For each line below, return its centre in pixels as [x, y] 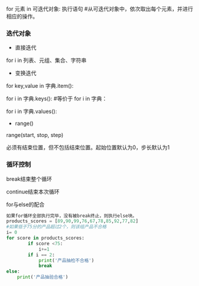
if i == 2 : [41, 255]
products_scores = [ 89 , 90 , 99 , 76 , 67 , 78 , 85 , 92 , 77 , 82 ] [72, 221]
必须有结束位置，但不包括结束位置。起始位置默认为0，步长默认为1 [88, 148]
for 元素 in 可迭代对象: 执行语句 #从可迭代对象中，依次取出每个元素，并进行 [100, 9]
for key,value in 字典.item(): [40, 86]
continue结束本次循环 [33, 192]
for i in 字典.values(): [32, 111]
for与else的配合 [26, 204]
